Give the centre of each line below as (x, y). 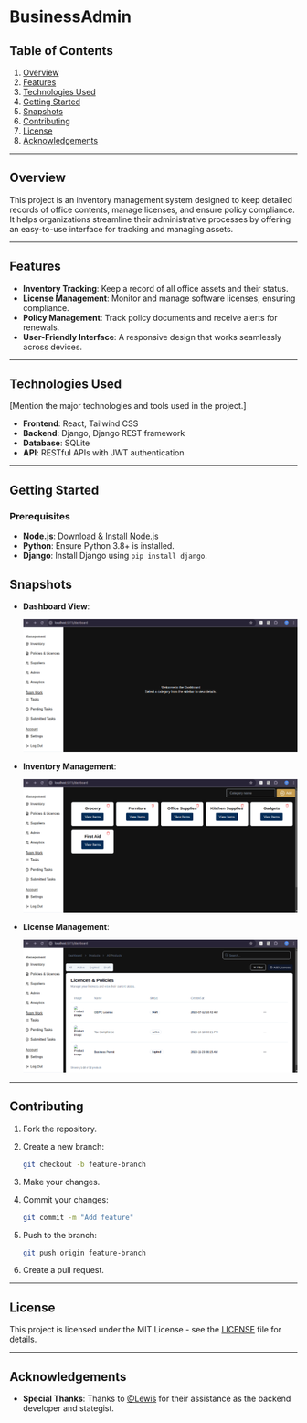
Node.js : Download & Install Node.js (90, 536)
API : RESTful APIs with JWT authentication (103, 453)
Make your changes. (61, 1182)
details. (23, 1339)
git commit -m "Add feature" (78, 1217)
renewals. (41, 327)
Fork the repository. (60, 1129)
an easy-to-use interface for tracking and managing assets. (122, 229)
